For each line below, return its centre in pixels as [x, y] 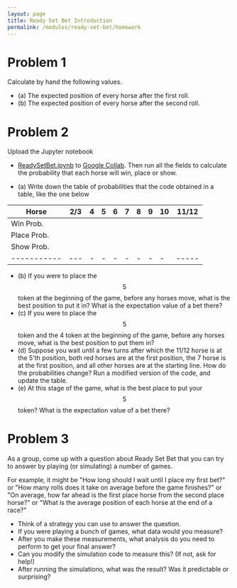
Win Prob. [27, 224]
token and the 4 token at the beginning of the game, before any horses [121, 335]
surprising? [34, 577]
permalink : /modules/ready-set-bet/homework [74, 27]
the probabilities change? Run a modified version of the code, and [114, 373]
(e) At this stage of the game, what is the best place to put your [110, 388]
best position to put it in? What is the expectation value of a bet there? [120, 305]
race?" [17, 510]
